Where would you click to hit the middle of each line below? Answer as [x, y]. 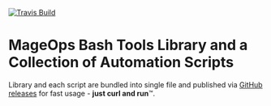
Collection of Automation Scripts [121, 63]
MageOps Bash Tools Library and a [128, 45]
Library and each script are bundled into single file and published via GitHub [135, 84]
